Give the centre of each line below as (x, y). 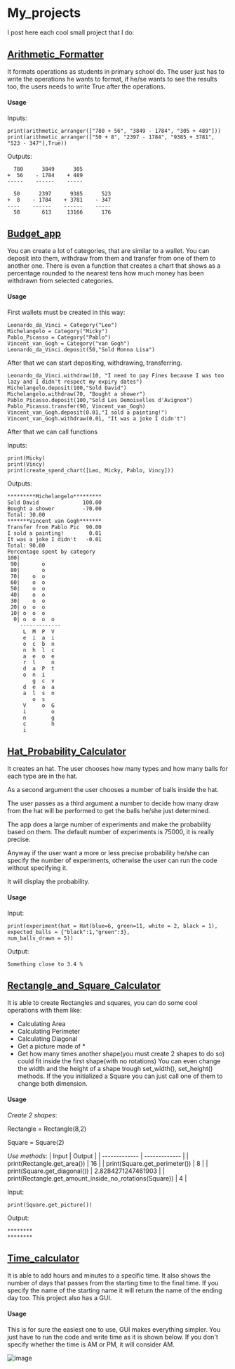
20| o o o (28, 607)
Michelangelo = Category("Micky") (58, 331)
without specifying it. (38, 868)
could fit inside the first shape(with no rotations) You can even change (119, 1061)
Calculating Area (41, 1023)
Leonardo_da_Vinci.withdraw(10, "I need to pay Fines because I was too (116, 375)
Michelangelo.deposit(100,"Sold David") (67, 388)
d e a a (39, 687)
